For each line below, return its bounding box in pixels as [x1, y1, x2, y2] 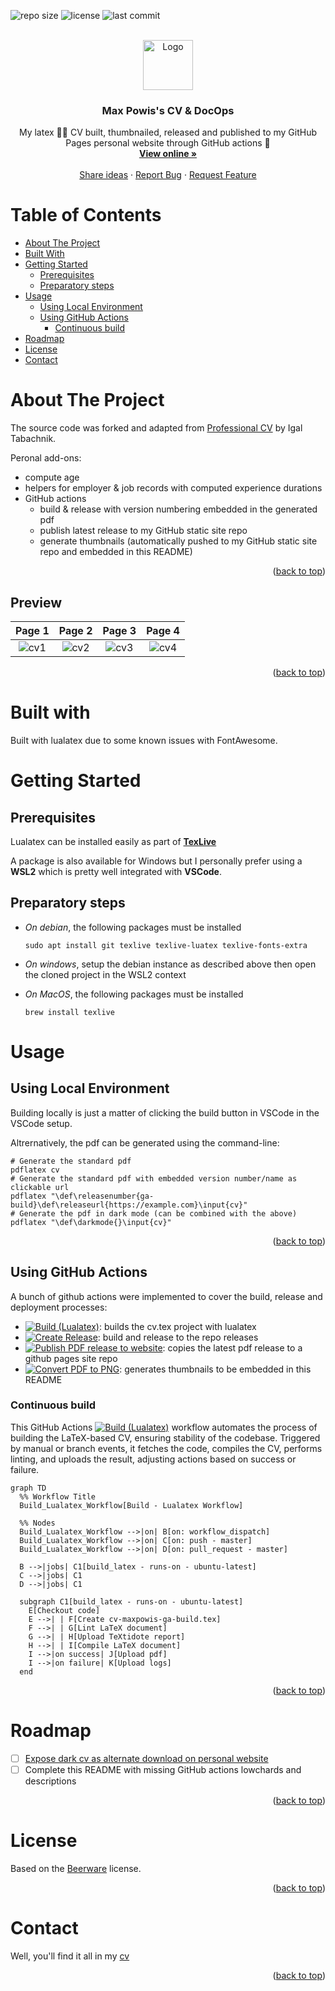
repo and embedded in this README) [39, 546, 193, 558]
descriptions [24, 1775, 77, 1787]
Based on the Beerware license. [10, 1862, 142, 1874]
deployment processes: [10, 1301, 108, 1313]
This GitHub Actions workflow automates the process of [10, 1421, 318, 1433]
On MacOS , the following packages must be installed [24, 988, 244, 1000]
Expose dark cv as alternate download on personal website [24, 1752, 269, 1764]
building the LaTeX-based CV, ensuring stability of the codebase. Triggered [10, 1431, 321, 1444]
